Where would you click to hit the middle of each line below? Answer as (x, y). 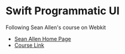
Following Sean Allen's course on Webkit (56, 27)
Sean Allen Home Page (42, 39)
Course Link (29, 45)
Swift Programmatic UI (63, 11)
